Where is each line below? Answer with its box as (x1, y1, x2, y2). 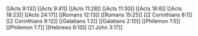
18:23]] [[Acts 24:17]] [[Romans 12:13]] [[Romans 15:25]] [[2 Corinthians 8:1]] (6, 11, 193, 18)
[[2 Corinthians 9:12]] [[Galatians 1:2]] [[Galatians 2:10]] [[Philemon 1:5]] (6, 18, 180, 24)
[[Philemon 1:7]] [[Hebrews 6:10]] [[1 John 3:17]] (6, 24, 123, 31)
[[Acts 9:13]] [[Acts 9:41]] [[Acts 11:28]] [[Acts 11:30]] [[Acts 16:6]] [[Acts (6, 5, 182, 12)
